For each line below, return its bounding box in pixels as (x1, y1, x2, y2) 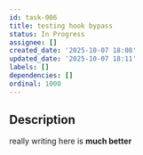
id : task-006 (9, 12, 58, 22)
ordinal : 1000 (9, 79, 62, 88)
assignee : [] (9, 37, 58, 47)
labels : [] (9, 63, 50, 72)
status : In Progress (9, 29, 86, 38)
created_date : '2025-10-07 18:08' (9, 46, 138, 55)
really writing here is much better (9, 135, 132, 147)
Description (9, 112, 75, 127)
